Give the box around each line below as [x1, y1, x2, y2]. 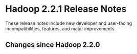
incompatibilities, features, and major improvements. [5, 25, 116, 31]
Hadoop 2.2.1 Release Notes [5, 3, 127, 15]
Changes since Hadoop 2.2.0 [5, 41, 100, 49]
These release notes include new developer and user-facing [5, 20, 132, 26]
